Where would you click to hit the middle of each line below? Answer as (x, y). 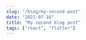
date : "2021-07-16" (30, 17)
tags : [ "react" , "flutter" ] (41, 28)
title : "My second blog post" (44, 22)
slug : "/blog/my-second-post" (44, 11)
